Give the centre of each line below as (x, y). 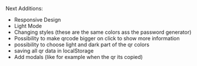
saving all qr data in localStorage (54, 51)
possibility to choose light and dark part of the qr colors (82, 44)
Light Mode (28, 26)
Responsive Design (37, 20)
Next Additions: (24, 8)
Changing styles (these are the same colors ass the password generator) (103, 32)
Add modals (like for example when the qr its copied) (78, 57)
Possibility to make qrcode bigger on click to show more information (97, 38)
